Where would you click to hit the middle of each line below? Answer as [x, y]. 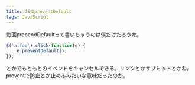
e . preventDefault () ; [42, 51]
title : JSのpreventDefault [39, 11]
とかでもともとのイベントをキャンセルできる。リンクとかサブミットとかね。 [99, 69]
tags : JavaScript [27, 17]
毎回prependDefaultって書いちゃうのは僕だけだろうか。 [74, 34]
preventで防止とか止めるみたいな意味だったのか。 [67, 76]
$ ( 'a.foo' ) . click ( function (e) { [46, 45]
